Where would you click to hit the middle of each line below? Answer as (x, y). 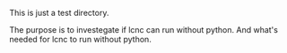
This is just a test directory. (59, 13)
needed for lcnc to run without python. (81, 39)
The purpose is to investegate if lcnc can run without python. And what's (143, 30)
